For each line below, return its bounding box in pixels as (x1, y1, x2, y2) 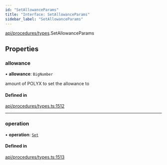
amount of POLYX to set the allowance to (5, 81, 89, 87)
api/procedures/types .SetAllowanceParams (5, 30, 94, 36)
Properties (5, 44, 39, 53)
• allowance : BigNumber (5, 71, 53, 77)
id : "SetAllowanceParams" (5, 7, 59, 12)
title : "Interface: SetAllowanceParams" (5, 12, 90, 17)
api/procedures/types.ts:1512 (5, 103, 65, 109)
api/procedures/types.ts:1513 (5, 154, 65, 160)
